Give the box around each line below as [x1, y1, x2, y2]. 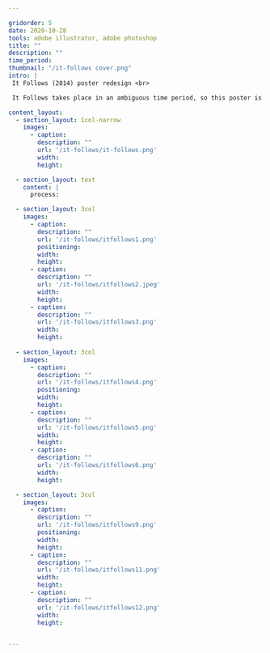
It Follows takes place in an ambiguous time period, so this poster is [11, 94, 263, 102]
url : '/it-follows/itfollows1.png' [37, 235, 158, 244]
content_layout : [8, 108, 63, 117]
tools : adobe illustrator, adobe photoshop [8, 34, 158, 42]
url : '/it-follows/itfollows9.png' [37, 521, 158, 529]
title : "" [8, 41, 42, 49]
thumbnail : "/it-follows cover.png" [8, 64, 132, 73]
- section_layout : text [15, 176, 95, 184]
